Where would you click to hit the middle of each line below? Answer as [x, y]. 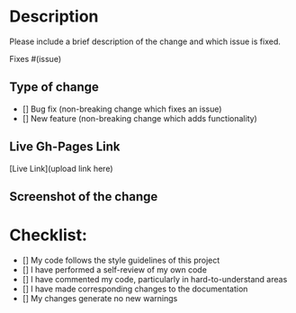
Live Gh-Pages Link [65, 147]
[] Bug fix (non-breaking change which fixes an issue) [122, 109]
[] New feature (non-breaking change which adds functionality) [140, 118]
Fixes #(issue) [36, 58]
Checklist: [49, 235]
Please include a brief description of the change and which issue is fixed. [145, 41]
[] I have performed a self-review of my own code [114, 269]
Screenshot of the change [84, 197]
